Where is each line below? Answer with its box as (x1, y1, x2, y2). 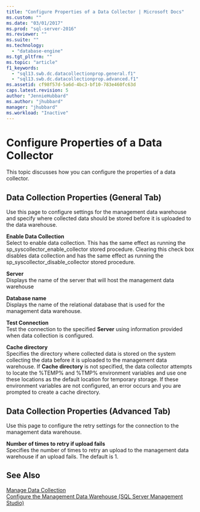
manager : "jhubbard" (6, 104, 58, 110)
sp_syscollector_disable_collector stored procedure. (6, 259, 136, 266)
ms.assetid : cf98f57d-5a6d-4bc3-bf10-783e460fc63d (6, 82, 136, 88)
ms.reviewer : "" (6, 31, 47, 37)
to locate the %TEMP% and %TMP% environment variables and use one (6, 369, 187, 377)
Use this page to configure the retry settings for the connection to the (6, 422, 179, 429)
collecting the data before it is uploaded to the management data (6, 356, 167, 364)
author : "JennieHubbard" (6, 93, 69, 99)
